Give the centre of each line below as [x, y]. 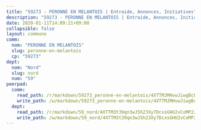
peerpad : [17, 84]
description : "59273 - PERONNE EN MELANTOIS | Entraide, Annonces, [92, 17]
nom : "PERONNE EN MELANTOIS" [48, 46]
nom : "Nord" [27, 67]
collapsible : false [31, 28]
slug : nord [25, 73]
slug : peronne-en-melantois [47, 51]
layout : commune [26, 34]
